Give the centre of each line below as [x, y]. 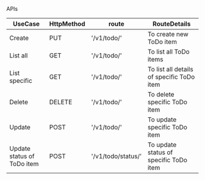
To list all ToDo [169, 52]
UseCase [27, 24]
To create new [168, 34]
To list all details [170, 69]
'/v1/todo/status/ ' [117, 156]
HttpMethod [67, 24]
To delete [161, 94]
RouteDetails [171, 24]
